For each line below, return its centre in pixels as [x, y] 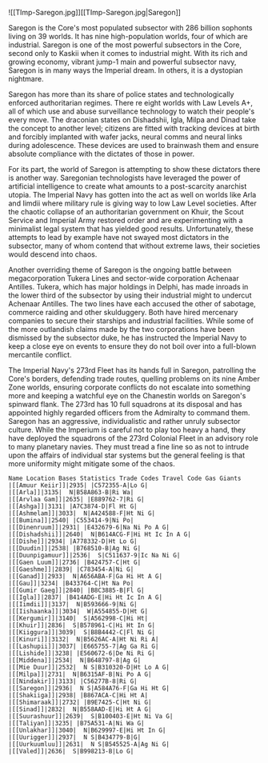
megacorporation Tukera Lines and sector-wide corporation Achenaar [124, 278]
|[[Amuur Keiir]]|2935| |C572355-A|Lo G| [78, 485]
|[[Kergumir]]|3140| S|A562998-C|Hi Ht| [78, 618]
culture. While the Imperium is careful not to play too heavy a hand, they [127, 429]
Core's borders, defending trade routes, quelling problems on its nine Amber [134, 379]
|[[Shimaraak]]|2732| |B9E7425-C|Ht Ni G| [80, 702]
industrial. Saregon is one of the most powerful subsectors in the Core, [125, 45]
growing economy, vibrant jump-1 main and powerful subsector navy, [122, 62]
